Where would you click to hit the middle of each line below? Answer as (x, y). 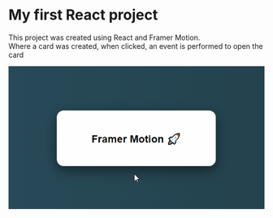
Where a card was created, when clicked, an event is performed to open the (136, 46)
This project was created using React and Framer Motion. (104, 37)
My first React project (83, 15)
